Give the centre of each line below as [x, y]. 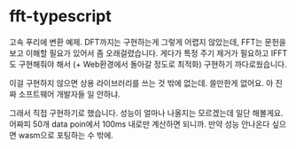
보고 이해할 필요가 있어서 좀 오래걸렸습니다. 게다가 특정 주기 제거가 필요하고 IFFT [148, 53]
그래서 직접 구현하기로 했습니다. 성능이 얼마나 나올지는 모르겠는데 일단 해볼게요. [146, 113]
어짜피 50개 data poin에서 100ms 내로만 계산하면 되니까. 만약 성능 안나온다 [140, 124]
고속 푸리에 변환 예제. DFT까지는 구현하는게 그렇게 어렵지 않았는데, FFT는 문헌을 [148, 42]
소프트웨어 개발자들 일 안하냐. [70, 94]
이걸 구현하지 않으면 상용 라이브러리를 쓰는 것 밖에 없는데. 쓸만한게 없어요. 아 [141, 82]
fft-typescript [61, 16]
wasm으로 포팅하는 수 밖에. [66, 135]
